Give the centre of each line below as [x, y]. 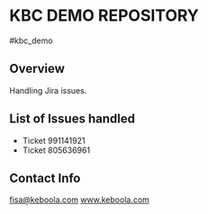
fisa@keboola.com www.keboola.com [80, 200]
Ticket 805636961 [56, 150]
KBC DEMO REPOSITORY [104, 16]
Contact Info [45, 178]
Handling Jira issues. [48, 90]
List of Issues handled [72, 119]
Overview [37, 69]
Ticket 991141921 [54, 140]
